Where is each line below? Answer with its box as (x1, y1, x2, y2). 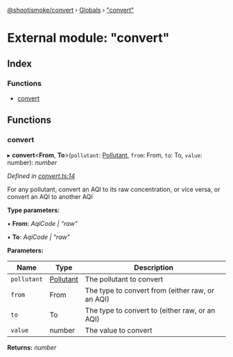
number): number (7, 158, 58, 166)
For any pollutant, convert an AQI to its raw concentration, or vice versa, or (7, 185, 221, 193)
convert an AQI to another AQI (7, 192, 94, 200)
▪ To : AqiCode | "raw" (7, 232, 71, 241)
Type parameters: (7, 206, 60, 214)
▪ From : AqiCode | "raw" (7, 219, 78, 227)
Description (134, 263, 174, 272)
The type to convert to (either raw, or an (85, 305, 216, 315)
